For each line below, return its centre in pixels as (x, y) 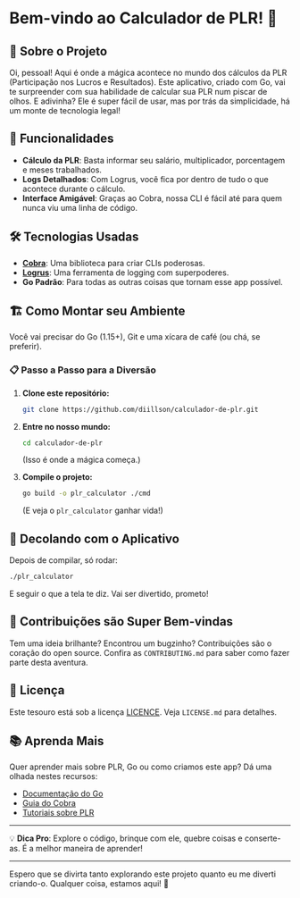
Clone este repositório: (66, 393)
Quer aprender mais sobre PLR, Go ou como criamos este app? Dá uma (141, 767)
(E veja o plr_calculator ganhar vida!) (92, 511)
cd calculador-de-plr (62, 443)
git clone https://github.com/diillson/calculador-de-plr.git (140, 409)
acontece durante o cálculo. (74, 189)
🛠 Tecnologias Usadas (74, 237)
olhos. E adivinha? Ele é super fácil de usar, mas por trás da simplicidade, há (150, 101)
